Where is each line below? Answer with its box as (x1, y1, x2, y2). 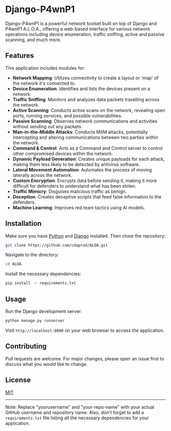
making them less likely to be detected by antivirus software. (12, 161, 140, 167)
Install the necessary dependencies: (5, 271, 81, 277)
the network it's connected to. (12, 80, 76, 86)
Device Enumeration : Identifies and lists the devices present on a (12, 85, 151, 92)
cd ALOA (5, 262, 22, 267)
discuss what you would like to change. (5, 361, 88, 367)
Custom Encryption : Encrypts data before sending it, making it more (12, 177, 157, 184)
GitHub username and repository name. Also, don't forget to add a (5, 409, 144, 415)
